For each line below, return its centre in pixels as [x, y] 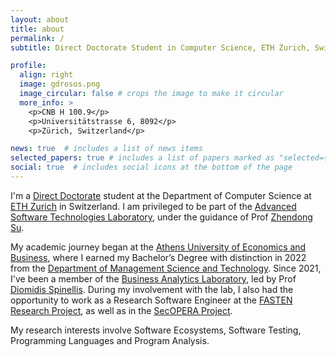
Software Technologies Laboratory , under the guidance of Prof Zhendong [161, 217]
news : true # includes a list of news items [106, 149]
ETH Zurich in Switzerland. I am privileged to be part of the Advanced [153, 206]
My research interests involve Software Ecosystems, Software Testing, [156, 330]
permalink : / [37, 38]
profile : [28, 66]
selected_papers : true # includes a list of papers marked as [142, 158]
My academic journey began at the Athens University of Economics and [158, 247]
